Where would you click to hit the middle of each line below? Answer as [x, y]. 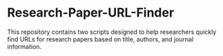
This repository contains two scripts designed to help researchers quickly [112, 32]
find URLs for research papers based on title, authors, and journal [100, 39]
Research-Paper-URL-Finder [91, 13]
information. [25, 46]
